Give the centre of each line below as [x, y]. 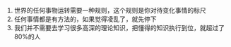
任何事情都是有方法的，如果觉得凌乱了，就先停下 [85, 19]
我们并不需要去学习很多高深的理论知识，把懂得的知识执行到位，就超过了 [119, 28]
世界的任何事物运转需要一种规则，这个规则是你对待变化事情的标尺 [110, 10]
